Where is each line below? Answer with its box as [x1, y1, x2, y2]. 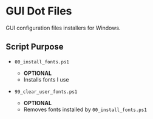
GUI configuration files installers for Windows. [5, 24, 121, 31]
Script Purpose [5, 42, 64, 52]
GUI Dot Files [5, 4, 72, 18]
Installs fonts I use [23, 76, 69, 83]
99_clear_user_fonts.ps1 [14, 89, 78, 95]
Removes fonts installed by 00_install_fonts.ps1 [23, 106, 147, 113]
